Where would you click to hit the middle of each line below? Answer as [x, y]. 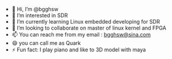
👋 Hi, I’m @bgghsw [35, 9]
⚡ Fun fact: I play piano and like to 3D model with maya [79, 50]
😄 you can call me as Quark [46, 43]
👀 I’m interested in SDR [40, 15]
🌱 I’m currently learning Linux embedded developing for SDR [86, 22]
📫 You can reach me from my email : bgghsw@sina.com [81, 35]
